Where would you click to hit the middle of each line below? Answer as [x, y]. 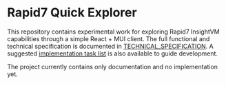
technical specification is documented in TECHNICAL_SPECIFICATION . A [110, 46]
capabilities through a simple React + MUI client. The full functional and [109, 38]
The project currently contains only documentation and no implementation [113, 66]
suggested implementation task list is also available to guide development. [113, 53]
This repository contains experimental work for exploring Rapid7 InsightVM [113, 32]
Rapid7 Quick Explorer [72, 13]
